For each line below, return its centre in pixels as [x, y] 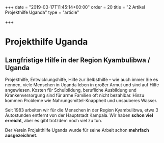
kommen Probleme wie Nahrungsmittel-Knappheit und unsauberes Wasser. [81, 100]
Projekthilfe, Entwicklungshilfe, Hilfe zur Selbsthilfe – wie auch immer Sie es [82, 79]
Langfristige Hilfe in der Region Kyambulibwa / [78, 60]
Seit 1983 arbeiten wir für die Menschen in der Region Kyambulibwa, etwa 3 [82, 110]
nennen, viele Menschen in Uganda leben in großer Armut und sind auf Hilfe [82, 85]
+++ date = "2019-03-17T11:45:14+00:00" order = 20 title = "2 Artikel [75, 7]
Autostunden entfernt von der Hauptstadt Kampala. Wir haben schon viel [79, 115]
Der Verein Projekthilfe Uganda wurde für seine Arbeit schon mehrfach [77, 130]
